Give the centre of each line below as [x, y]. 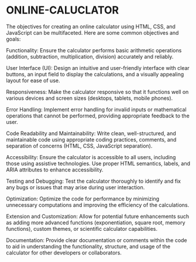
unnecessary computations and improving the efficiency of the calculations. [98, 205]
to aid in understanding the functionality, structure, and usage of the [88, 246]
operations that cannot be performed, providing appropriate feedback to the [98, 116]
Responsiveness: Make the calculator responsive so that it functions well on [97, 92]
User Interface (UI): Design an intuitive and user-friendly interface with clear [98, 68]
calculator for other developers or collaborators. [64, 253]
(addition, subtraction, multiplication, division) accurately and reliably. [90, 56]
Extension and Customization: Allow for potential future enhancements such [98, 216]
